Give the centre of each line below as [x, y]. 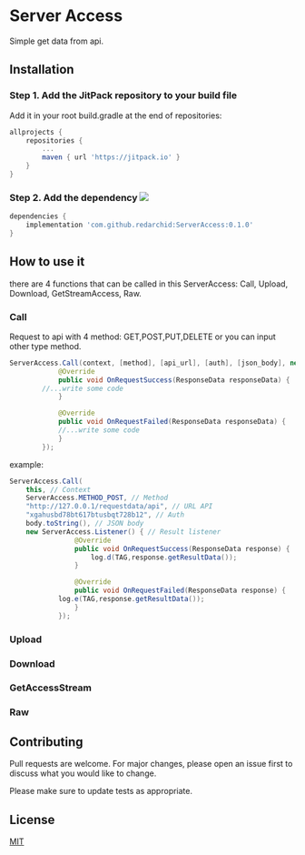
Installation [42, 70]
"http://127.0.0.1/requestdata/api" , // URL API [119, 507]
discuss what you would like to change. [83, 773]
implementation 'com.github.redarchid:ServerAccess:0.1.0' [140, 225]
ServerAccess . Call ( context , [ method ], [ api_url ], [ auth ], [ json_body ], [148, 363]
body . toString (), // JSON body [85, 524]
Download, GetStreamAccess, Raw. [76, 293]
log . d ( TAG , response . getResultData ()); [164, 557]
